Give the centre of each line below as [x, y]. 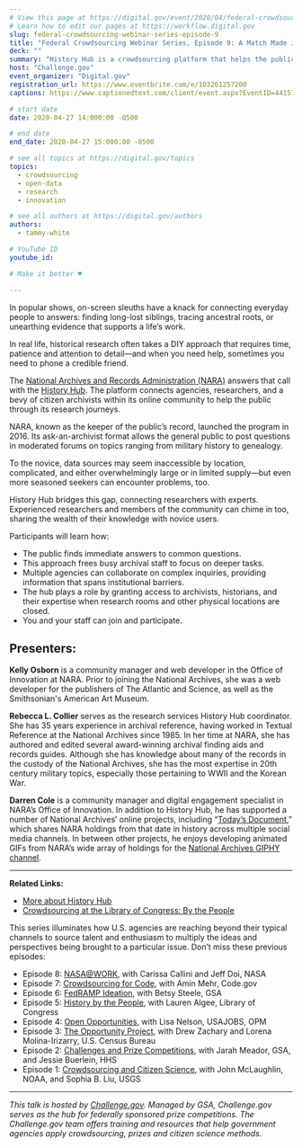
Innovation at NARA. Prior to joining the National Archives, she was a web [145, 680]
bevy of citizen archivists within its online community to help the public [140, 399]
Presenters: [43, 648]
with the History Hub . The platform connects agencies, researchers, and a [147, 390]
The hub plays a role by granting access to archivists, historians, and [150, 592]
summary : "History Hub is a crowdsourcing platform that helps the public [152, 59]
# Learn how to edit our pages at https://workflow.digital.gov [132, 26]
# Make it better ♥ [46, 274]
